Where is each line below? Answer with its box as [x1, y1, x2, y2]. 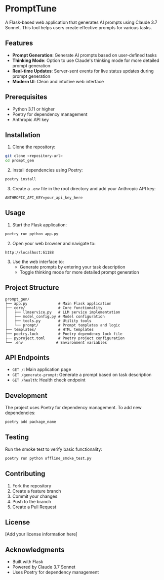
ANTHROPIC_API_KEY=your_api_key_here [5, 195, 83, 200]
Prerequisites [5, 93, 47, 102]
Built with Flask [12, 559, 43, 565]
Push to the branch [12, 498, 51, 504]
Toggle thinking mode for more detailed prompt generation [19, 269, 139, 275]
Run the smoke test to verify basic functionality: [5, 446, 102, 452]
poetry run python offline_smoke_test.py [5, 456, 92, 461]
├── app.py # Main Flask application [5, 301, 112, 306]
